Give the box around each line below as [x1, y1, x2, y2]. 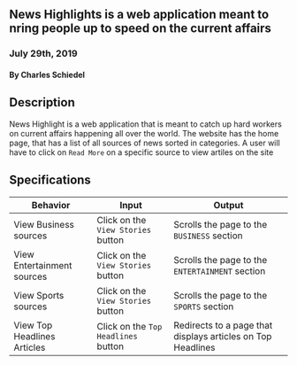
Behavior [31, 198, 71, 211]
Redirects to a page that [173, 319, 273, 331]
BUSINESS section [173, 229, 243, 242]
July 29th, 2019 [9, 48, 78, 60]
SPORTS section [173, 300, 234, 313]
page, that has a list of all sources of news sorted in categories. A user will [9, 137, 280, 148]
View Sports [13, 289, 65, 301]
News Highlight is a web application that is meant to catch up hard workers [9, 119, 283, 129]
